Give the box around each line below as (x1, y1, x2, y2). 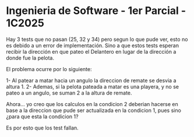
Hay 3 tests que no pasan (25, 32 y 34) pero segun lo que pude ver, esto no (6, 36, 188, 43)
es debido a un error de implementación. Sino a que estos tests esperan (6, 42, 179, 49)
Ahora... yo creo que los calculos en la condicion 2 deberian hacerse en (6, 100, 179, 107)
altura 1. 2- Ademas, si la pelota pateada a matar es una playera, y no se (6, 83, 179, 90)
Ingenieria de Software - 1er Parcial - (6, 4, 186, 17)
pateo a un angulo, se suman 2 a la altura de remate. (6, 89, 132, 96)
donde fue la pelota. (6, 54, 54, 61)
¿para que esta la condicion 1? (6, 113, 79, 120)
